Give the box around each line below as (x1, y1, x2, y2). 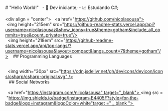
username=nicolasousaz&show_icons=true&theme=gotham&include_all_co (5, 27, 160, 32)
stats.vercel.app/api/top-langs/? (5, 42, 72, 48)
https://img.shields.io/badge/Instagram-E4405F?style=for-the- (8, 95, 139, 100)
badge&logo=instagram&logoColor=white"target (5, 100, 105, 106)
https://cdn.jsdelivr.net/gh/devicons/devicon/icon (61, 68, 163, 74)
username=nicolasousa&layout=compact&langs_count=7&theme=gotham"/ (5, 48, 161, 54)
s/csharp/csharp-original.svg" (5, 73, 68, 79)
